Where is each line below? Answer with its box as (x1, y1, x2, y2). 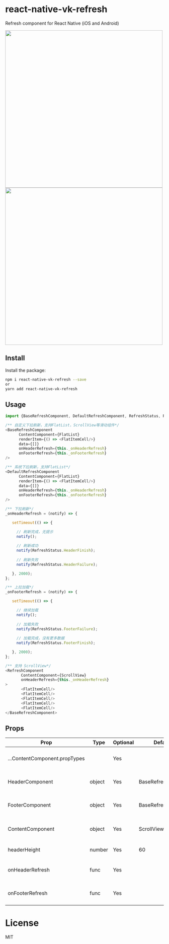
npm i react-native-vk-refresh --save (5, 377, 87, 382)
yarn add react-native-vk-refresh (5, 386, 78, 391)
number (90, 846, 108, 853)
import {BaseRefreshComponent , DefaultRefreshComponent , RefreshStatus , (5, 414, 161, 419)
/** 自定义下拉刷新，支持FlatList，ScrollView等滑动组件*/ (5, 423, 120, 428)
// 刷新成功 (16, 543, 39, 548)
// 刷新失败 (16, 557, 39, 562)
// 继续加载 (16, 608, 39, 613)
